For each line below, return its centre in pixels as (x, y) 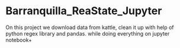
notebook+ (19, 40)
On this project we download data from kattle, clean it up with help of (90, 27)
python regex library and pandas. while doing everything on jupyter (88, 33)
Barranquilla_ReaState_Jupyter (84, 11)
